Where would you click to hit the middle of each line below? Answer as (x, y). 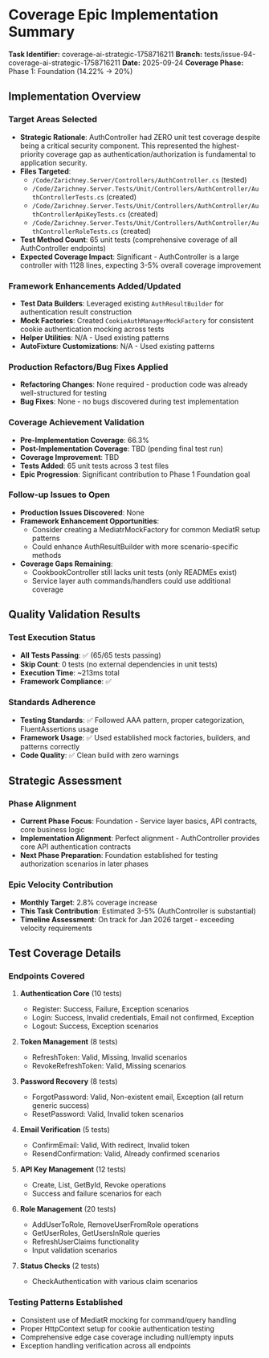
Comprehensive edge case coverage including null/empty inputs (127, 1337)
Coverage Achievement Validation (76, 422)
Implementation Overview (75, 97)
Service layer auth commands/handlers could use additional (131, 581)
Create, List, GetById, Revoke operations (99, 1185)
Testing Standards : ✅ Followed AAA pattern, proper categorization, (132, 720)
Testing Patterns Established (65, 1303)
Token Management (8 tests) (69, 1042)
